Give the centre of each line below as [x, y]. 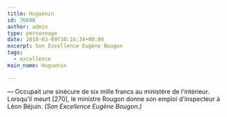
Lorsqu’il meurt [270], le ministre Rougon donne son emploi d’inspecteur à [114, 99]
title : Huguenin [31, 14]
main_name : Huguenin [37, 65]
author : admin [28, 26]
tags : [15, 53]
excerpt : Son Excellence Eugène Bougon [65, 46]
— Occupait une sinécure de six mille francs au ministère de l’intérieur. [109, 91]
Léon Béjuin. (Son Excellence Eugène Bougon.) [75, 106]
